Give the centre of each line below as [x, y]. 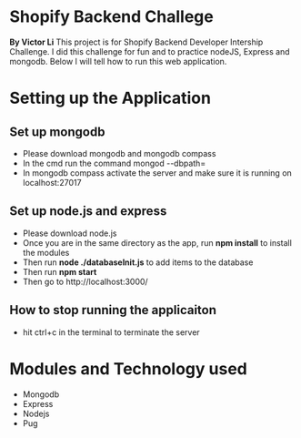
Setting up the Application [110, 98]
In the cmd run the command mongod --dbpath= [114, 163]
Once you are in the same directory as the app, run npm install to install [157, 242]
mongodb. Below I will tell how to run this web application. [118, 61]
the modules [46, 252]
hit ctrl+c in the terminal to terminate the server [111, 332]
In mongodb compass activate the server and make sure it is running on [157, 173]
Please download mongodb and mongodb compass [119, 153]
